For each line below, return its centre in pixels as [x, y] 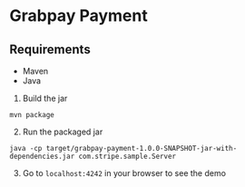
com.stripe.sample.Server [127, 156]
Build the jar [45, 98]
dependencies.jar [42, 156]
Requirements [50, 49]
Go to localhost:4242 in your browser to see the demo [124, 173]
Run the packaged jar [63, 132]
